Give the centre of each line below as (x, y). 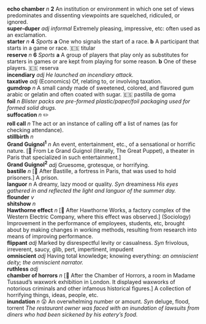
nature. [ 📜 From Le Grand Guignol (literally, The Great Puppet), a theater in (101, 150)
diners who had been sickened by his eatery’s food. (72, 315)
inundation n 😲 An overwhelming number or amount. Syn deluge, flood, (98, 302)
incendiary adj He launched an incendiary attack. (70, 75)
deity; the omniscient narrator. (45, 263)
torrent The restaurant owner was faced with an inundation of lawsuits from (103, 308)
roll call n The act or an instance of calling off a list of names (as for (93, 123)
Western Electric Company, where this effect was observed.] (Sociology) (99, 217)
